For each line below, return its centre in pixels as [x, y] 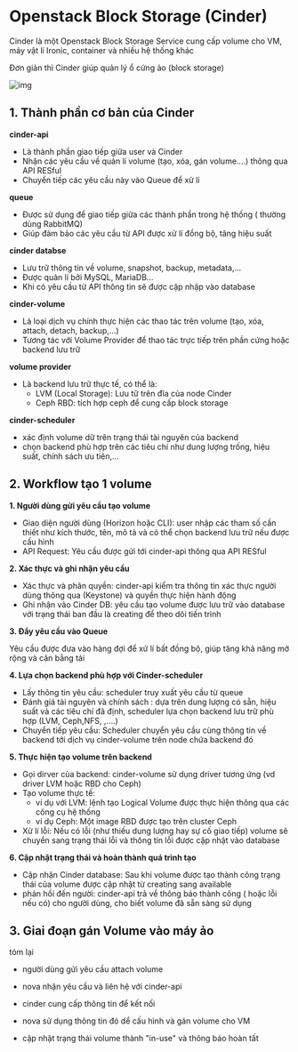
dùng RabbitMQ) [52, 223]
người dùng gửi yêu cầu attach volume [93, 969]
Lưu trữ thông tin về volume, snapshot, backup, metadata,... [132, 268]
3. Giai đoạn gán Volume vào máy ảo [112, 931]
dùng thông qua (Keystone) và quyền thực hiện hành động [129, 595]
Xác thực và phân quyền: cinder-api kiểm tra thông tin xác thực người [149, 585]
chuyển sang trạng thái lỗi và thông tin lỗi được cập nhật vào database [151, 840]
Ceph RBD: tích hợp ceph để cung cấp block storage [132, 403]
